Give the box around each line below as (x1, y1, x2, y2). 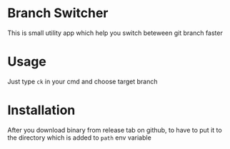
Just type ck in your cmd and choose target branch (7, 77, 158, 86)
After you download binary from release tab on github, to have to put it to (7, 125, 223, 134)
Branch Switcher (7, 5, 109, 21)
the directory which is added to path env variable (7, 133, 151, 142)
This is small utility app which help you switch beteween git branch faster (7, 29, 223, 37)
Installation (7, 102, 76, 118)
